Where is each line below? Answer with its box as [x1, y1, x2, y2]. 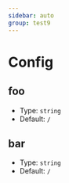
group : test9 [8, 19, 51, 27]
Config [8, 53, 53, 71]
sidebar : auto [8, 11, 55, 20]
